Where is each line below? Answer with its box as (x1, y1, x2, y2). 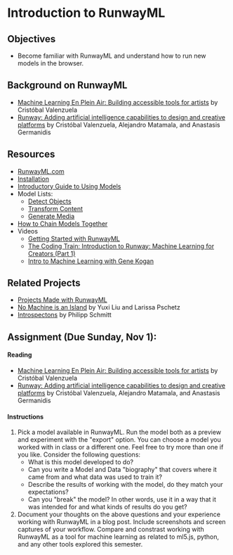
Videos (17, 227, 39, 235)
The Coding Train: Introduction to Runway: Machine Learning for (27, 241, 215, 250)
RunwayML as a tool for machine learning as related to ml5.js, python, (17, 532, 220, 541)
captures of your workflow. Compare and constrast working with (17, 525, 205, 534)
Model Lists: (17, 189, 53, 198)
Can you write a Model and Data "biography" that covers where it (27, 466, 218, 474)
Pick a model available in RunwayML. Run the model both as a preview (17, 428, 222, 437)
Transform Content (27, 204, 83, 212)
